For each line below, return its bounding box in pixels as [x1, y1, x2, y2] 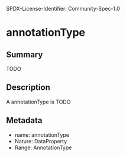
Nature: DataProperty [14, 137, 67, 145]
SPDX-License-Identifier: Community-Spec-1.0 [6, 5, 120, 12]
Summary [6, 49, 43, 59]
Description [6, 83, 50, 93]
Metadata [6, 115, 43, 125]
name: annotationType [14, 131, 70, 139]
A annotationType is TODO [6, 98, 71, 105]
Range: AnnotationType [14, 144, 72, 151]
